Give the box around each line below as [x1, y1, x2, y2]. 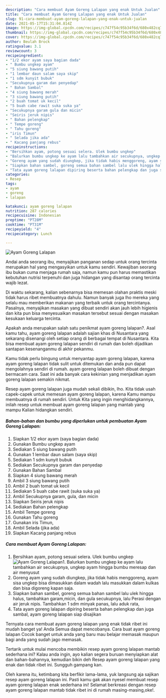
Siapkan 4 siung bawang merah [12, 472, 77, 478]
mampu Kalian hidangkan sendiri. [5, 407, 73, 413]
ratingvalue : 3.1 [5, 44, 41, 49]
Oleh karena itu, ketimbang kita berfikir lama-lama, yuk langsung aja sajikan [5, 671, 159, 677]
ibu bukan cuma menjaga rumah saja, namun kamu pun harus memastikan [5, 269, 157, 275]
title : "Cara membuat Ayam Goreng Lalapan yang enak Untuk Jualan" [5, 12, 147, 17]
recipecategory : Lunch [5, 231, 52, 236]
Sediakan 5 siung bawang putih [12, 446, 77, 452]
